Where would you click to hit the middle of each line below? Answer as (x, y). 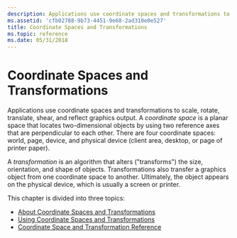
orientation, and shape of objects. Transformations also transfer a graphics (117, 169)
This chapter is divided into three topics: (66, 198)
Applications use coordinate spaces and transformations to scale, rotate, (114, 110)
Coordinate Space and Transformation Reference (89, 227)
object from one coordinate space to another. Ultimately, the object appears (118, 177)
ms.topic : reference (38, 34)
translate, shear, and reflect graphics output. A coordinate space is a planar (118, 118)
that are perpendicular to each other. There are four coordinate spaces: (112, 133)
